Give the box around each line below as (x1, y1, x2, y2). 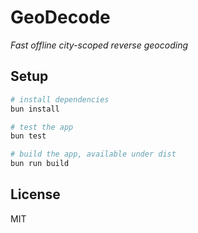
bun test (10, 131, 47, 141)
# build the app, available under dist (10, 149, 177, 160)
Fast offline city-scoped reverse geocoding (10, 39, 188, 51)
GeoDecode (10, 6, 111, 29)
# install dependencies (10, 94, 110, 105)
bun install (10, 104, 60, 114)
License (10, 186, 61, 203)
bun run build (10, 159, 70, 169)
